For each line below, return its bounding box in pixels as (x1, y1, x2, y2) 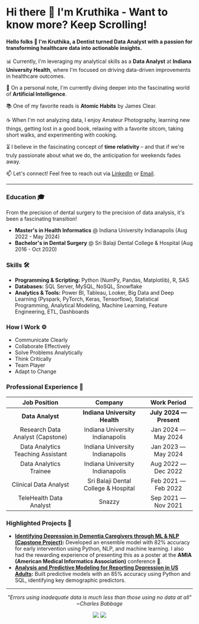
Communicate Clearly (14, 336, 68, 343)
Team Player (14, 362, 46, 369)
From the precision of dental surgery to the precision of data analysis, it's (6, 209, 185, 216)
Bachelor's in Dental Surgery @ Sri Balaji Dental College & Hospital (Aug (14, 239, 193, 246)
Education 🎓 (6, 193, 45, 201)
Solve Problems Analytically (14, 349, 83, 356)
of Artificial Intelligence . (6, 90, 67, 97)
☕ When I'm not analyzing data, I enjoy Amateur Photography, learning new (6, 116, 191, 124)
